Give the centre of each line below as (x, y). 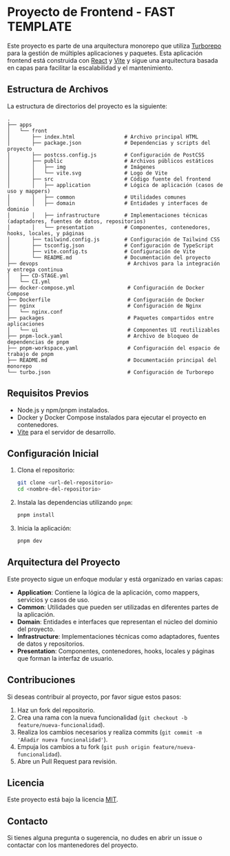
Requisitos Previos (48, 394)
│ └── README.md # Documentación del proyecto (109, 257)
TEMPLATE (40, 27)
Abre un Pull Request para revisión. (67, 761)
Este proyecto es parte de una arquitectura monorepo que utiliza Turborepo (114, 46)
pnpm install (36, 515)
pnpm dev (30, 541)
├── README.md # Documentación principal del (112, 360)
